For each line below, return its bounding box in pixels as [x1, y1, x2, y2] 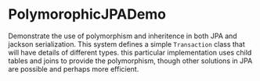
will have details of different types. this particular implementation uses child [8, 48, 252, 57]
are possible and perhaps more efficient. [8, 64, 139, 73]
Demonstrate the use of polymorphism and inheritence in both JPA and [8, 31, 237, 40]
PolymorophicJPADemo [8, 5, 167, 23]
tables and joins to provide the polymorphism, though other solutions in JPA [8, 56, 253, 65]
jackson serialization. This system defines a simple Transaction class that [8, 39, 245, 48]
